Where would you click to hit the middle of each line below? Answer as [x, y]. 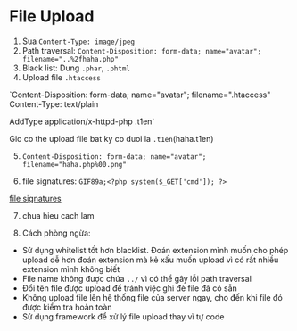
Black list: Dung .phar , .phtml [76, 68]
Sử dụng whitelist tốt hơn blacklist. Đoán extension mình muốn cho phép [155, 250]
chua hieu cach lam [58, 215]
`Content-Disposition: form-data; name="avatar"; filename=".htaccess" [140, 95]
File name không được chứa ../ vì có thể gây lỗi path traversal [137, 278]
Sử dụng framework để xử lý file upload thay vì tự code [123, 316]
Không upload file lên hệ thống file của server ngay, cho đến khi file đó [152, 297]
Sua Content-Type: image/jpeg [78, 41]
